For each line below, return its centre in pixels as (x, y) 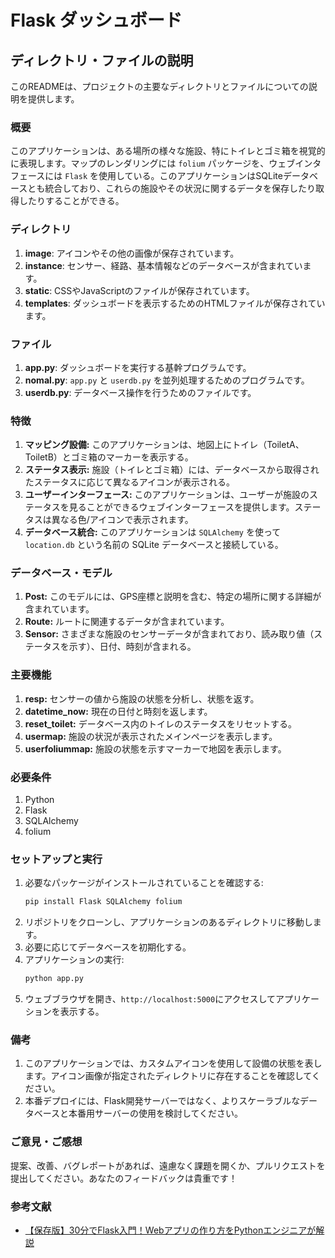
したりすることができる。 (71, 201)
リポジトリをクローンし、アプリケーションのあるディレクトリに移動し (168, 922)
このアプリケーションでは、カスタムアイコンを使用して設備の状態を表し (173, 1063)
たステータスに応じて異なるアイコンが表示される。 (130, 482)
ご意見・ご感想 (46, 1142)
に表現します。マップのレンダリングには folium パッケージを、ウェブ (153, 163)
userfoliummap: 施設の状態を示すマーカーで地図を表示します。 (155, 748)
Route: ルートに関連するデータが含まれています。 (127, 622)
